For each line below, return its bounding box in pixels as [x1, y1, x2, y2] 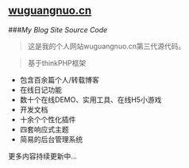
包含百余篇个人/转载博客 [19, 74, 99, 84]
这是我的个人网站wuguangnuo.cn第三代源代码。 [27, 41, 186, 51]
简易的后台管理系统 [19, 134, 83, 143]
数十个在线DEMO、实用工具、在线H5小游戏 [19, 94, 162, 104]
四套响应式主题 [19, 124, 69, 134]
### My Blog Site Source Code [8, 25, 108, 34]
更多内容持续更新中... [8, 151, 78, 161]
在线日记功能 [19, 85, 62, 94]
